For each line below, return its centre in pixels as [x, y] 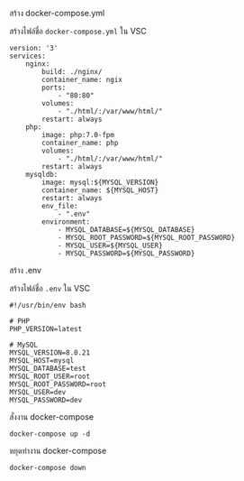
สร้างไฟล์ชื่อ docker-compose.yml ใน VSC [78, 31]
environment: [66, 222]
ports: [54, 88]
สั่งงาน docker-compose [52, 417]
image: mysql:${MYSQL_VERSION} [100, 182]
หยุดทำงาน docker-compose [58, 451]
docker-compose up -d [50, 434]
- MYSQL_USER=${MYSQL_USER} [110, 245]
